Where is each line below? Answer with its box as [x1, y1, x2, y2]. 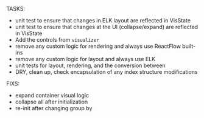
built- [182, 42, 196, 50]
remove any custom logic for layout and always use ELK [15, 56, 156, 62]
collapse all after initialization [15, 98, 88, 105]
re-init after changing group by [15, 105, 93, 111]
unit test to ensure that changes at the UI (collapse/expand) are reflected [15, 24, 199, 30]
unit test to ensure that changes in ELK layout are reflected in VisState [15, 17, 191, 24]
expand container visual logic [15, 92, 90, 99]
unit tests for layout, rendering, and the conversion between [15, 62, 166, 69]
